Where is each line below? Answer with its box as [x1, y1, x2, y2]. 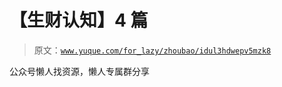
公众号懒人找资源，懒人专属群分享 [9, 65, 150, 77]
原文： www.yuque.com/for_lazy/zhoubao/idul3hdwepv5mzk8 [33, 44, 272, 56]
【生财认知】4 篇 [9, 9, 149, 32]
